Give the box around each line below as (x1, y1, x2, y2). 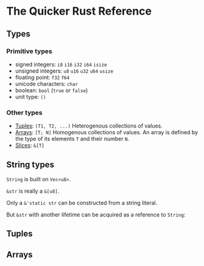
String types (6, 159, 55, 170)
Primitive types (6, 47, 53, 56)
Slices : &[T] (15, 142, 44, 149)
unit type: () (15, 93, 47, 100)
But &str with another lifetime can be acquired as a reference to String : (6, 210, 186, 218)
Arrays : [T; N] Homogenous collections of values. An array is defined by (15, 129, 199, 136)
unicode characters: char (15, 80, 78, 87)
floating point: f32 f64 (15, 73, 70, 81)
